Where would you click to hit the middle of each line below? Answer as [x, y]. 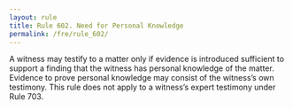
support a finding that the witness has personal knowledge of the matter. [142, 68]
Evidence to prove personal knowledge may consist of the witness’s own [142, 78]
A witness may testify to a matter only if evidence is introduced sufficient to [147, 59]
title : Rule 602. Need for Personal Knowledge [96, 26]
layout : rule [33, 17]
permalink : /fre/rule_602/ [59, 34]
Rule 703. [27, 97]
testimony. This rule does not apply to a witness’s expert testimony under [143, 87]
